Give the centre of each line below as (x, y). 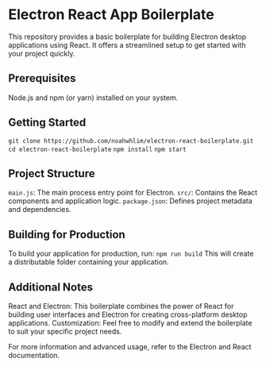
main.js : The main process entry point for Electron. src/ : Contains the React (133, 193)
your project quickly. (42, 53)
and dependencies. (40, 210)
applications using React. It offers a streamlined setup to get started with (127, 44)
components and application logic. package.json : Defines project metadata (130, 201)
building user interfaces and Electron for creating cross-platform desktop (128, 314)
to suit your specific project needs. (65, 331)
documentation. (34, 355)
